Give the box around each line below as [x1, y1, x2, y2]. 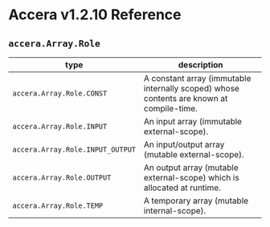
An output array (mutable [143, 162, 239, 173]
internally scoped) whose [143, 83, 239, 94]
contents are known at [143, 93, 228, 103]
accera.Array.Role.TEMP [12, 201, 104, 210]
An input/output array [143, 139, 225, 150]
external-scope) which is [143, 172, 239, 183]
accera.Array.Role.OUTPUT [12, 173, 112, 182]
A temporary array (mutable [143, 195, 249, 206]
